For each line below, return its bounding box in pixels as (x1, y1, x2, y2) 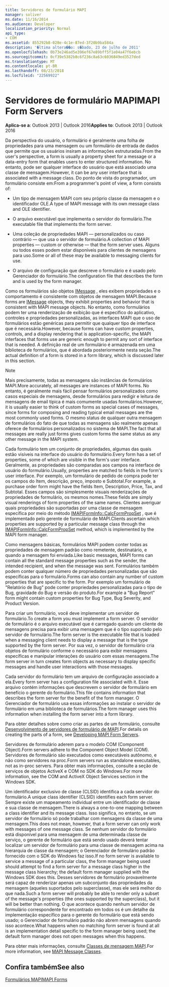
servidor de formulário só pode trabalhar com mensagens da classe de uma (5, 815, 162, 821)
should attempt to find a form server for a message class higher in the (5, 863, 150, 869)
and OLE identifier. (12, 206, 51, 212)
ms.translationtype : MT (5, 59, 55, 64)
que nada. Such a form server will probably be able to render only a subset (5, 890, 159, 896)
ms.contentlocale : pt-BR (5, 64, 57, 69)
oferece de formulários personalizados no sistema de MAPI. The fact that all (5, 425, 162, 431)
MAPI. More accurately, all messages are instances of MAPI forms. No (5, 382, 149, 388)
